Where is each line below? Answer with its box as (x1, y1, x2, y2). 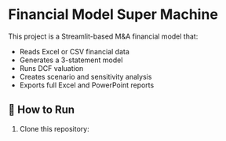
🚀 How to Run (8, 103, 75, 117)
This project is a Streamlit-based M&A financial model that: (8, 32, 199, 41)
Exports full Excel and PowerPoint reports (19, 80, 155, 90)
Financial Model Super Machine (8, 6, 218, 24)
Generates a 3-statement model (19, 55, 123, 65)
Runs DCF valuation (19, 63, 84, 72)
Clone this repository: (19, 124, 89, 133)
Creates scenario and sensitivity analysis (19, 72, 152, 81)
